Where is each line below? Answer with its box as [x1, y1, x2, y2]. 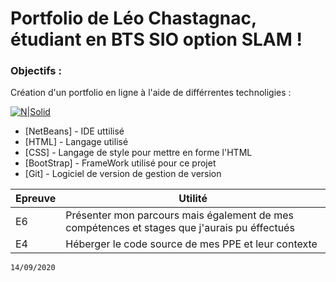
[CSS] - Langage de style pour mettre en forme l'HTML [24, 147, 253, 159]
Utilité [178, 192, 208, 206]
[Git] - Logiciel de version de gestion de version [24, 168, 222, 180]
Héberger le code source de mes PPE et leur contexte [65, 237, 318, 251]
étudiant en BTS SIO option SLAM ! [10, 28, 303, 51]
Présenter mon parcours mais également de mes [65, 208, 295, 222]
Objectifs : [10, 64, 62, 78]
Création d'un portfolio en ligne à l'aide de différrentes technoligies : [10, 87, 292, 99]
